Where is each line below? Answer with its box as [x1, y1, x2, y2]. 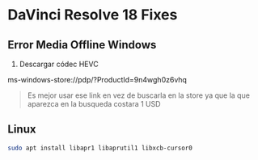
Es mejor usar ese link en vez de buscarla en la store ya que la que [27, 91, 250, 100]
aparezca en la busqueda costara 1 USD [27, 99, 161, 108]
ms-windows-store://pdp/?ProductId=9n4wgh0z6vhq [7, 75, 188, 84]
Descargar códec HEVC [19, 59, 99, 69]
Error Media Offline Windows [7, 38, 157, 52]
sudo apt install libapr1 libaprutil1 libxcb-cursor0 [7, 144, 193, 152]
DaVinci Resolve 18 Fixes [7, 6, 178, 24]
